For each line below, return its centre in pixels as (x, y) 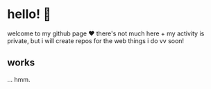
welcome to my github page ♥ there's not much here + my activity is (106, 33)
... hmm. (19, 79)
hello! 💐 (29, 14)
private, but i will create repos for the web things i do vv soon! (96, 40)
